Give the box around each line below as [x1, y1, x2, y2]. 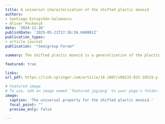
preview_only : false [9, 107, 52, 112]
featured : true [5, 62, 37, 66]
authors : [5, 12, 23, 17]
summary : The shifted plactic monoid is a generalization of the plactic [5, 53, 161, 58]
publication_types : [5, 35, 45, 40]
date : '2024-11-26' [5, 26, 45, 31]
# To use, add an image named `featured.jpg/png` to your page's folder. [5, 89, 161, 93]
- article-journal [5, 39, 43, 44]
